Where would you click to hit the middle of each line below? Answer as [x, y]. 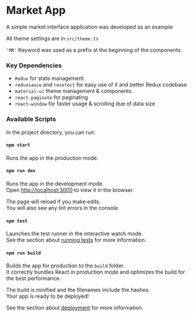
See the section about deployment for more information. [75, 308]
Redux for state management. [50, 79]
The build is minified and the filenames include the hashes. [78, 290]
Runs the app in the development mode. [55, 184]
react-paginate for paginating [51, 97]
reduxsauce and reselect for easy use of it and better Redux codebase [101, 85]
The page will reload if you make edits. [53, 201]
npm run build [24, 253]
